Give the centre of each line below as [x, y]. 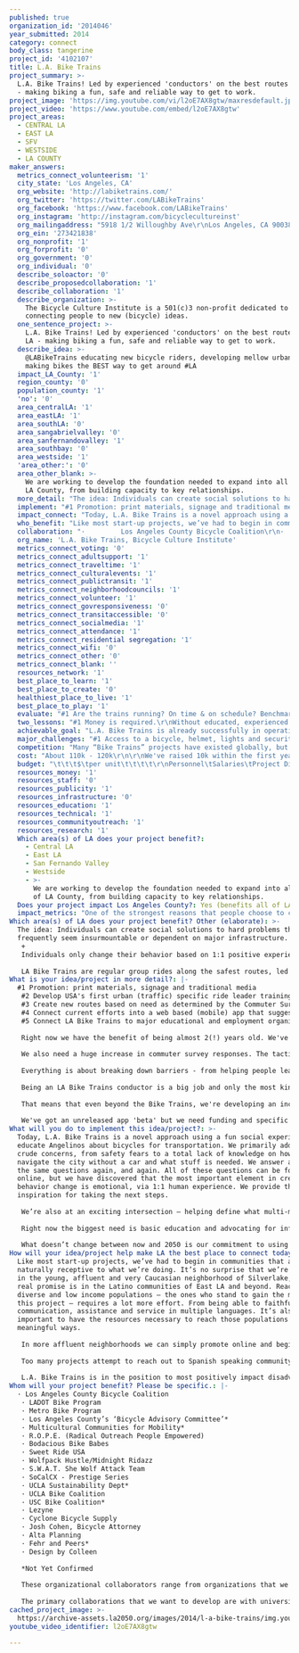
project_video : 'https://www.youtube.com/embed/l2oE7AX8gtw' [125, 109]
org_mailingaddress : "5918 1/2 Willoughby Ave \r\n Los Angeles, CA [143, 225]
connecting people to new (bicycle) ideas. [107, 316]
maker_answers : [37, 167]
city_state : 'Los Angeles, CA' [75, 184]
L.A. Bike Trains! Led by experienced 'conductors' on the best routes [153, 84]
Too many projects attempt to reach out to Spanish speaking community [157, 1361]
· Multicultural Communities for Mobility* [103, 1427]
